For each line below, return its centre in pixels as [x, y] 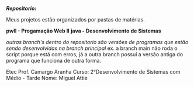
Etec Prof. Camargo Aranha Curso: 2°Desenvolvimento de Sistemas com [93, 72]
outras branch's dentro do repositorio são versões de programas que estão [97, 42]
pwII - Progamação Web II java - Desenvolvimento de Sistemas [84, 31]
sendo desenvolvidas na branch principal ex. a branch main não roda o [92, 48]
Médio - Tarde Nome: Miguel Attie [47, 78]
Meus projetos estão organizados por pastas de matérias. [75, 19]
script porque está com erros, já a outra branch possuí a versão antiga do [94, 54]
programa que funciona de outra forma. [54, 61]
